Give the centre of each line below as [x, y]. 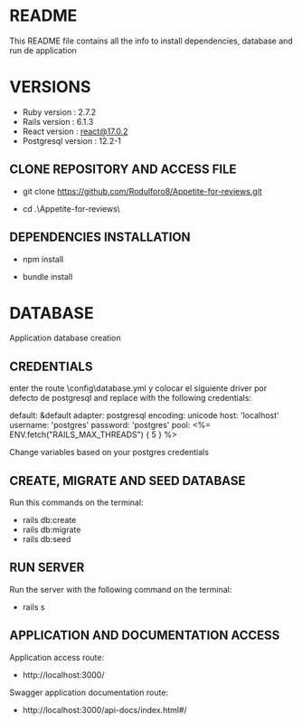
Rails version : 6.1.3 [58, 121]
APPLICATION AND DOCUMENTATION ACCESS [145, 636]
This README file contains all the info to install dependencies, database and [151, 41]
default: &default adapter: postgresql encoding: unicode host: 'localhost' [144, 415]
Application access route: [57, 657]
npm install [43, 259]
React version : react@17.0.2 [75, 131]
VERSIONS [50, 87]
